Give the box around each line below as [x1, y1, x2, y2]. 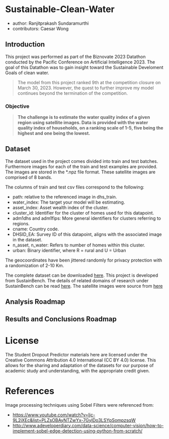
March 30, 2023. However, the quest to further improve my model [17, 85, 154, 91]
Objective [5, 102, 30, 109]
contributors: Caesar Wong [12, 25, 69, 31]
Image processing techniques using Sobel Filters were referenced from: [5, 402, 154, 408]
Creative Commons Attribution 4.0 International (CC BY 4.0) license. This [5, 357, 156, 363]
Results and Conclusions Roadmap [5, 315, 117, 323]
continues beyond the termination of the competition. [17, 90, 128, 96]
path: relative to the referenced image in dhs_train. [12, 194, 117, 200]
